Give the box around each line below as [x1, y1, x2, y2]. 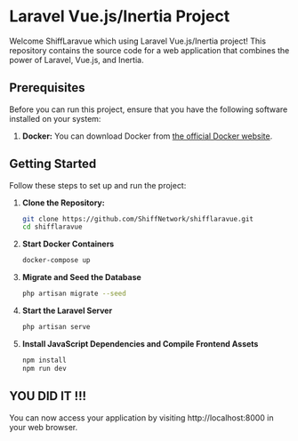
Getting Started [9, 156, 97, 172]
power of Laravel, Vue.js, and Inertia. [9, 54, 144, 65]
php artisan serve [21, 323, 91, 332]
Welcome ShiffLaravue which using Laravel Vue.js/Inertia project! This [9, 36, 267, 46]
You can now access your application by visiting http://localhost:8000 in [9, 412, 274, 423]
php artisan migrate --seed [21, 289, 126, 299]
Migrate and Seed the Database [21, 272, 142, 283]
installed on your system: [9, 113, 101, 124]
